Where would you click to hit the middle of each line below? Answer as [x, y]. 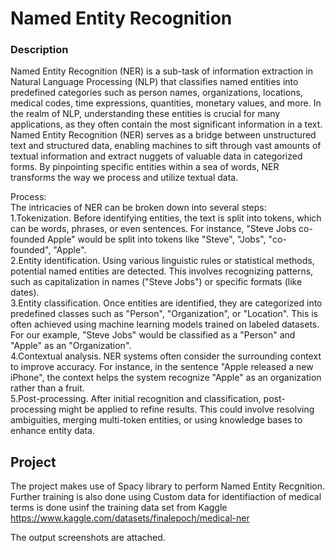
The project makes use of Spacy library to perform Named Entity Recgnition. [168, 486]
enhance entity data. [52, 431]
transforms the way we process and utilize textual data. [124, 178]
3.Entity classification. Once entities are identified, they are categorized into [166, 303]
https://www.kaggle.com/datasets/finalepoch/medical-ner [130, 518]
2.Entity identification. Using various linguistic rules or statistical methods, [162, 261]
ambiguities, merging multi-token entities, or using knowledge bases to [156, 420]
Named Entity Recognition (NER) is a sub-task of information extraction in [161, 71]
